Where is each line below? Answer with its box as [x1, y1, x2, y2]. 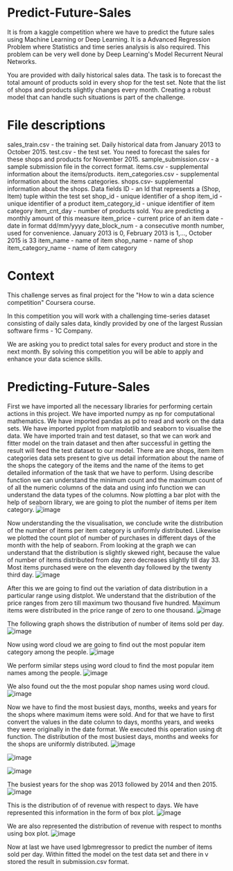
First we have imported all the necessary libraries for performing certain [7, 401, 213, 410]
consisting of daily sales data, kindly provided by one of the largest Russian [7, 319, 223, 327]
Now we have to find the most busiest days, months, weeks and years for [7, 703, 217, 711]
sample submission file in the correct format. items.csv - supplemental [7, 162, 209, 171]
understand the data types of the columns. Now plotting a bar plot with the [7, 490, 221, 499]
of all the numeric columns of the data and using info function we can [7, 483, 206, 491]
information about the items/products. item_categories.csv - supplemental [7, 169, 220, 178]
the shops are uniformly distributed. [7, 740, 110, 748]
